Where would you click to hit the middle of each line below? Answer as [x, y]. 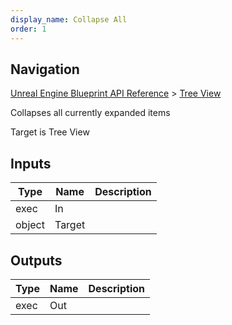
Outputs [36, 260]
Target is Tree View [50, 132]
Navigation [45, 69]
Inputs [31, 163]
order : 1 [28, 29]
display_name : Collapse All [69, 19]
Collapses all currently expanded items [90, 113]
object [30, 225]
